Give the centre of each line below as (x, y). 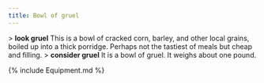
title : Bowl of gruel (44, 15)
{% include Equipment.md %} (57, 70)
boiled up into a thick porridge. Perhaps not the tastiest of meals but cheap (130, 46)
